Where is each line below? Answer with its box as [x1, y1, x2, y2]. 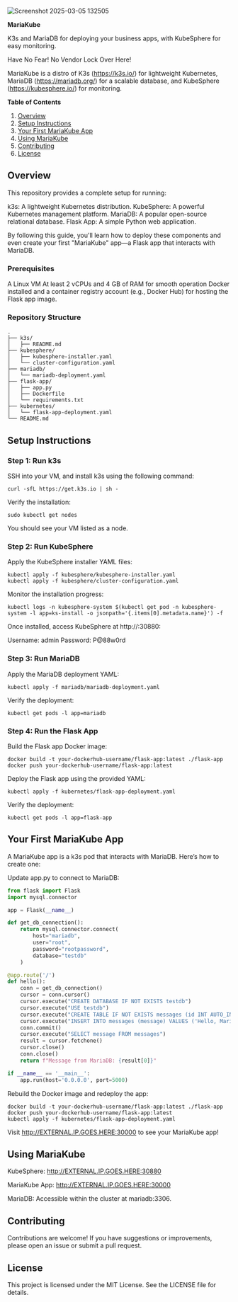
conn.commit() [20, 1024, 62, 1032]
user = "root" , [33, 939, 72, 947]
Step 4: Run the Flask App [7, 726, 98, 736]
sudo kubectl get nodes [7, 512, 78, 519]
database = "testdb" [33, 952, 87, 959]
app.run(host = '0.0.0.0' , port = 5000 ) [20, 1076, 129, 1083]
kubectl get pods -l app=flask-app [7, 814, 113, 821]
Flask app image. [7, 295, 57, 304]
